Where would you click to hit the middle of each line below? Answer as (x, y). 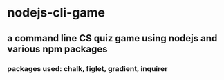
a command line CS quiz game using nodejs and (112, 38)
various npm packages (57, 49)
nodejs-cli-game (56, 13)
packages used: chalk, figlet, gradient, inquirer (87, 68)
